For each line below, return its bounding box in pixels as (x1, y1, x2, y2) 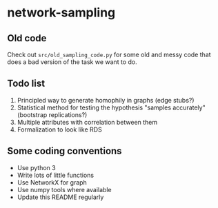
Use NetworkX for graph (17, 178, 88, 187)
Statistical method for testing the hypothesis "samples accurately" (17, 103, 206, 112)
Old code (7, 32, 47, 44)
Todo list (7, 78, 46, 90)
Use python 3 (17, 163, 57, 171)
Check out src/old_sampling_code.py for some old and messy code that (7, 50, 212, 59)
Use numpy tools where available (17, 185, 112, 194)
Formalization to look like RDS (17, 125, 102, 134)
